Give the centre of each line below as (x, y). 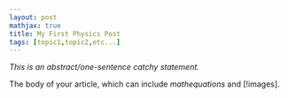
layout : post (33, 17)
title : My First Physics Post (65, 34)
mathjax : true (35, 26)
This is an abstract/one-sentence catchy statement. (104, 67)
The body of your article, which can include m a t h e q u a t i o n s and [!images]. (145, 84)
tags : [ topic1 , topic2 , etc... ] (65, 42)
